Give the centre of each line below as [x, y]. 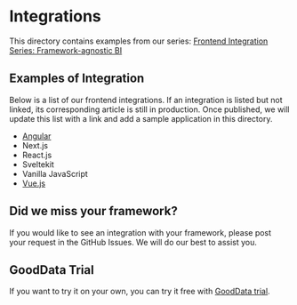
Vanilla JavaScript [55, 173]
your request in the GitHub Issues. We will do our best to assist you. [133, 242]
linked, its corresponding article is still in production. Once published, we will [150, 109]
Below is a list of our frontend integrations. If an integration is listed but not [146, 100]
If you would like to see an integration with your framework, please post [140, 232]
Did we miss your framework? [93, 211]
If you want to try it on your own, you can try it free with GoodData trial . [140, 292]
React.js [37, 155]
